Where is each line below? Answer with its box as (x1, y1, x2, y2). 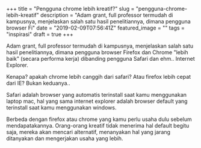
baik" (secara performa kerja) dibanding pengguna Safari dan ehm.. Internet (6, 55, 196, 62)
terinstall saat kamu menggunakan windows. (6, 104, 117, 111)
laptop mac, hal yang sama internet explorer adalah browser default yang (6, 97, 188, 105)
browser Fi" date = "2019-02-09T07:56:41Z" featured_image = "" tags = (6, 24, 185, 31)
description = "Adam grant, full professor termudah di (40, 11, 173, 19)
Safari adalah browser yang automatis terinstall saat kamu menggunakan (6, 91, 187, 98)
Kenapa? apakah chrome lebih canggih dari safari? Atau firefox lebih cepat (6, 73, 191, 80)
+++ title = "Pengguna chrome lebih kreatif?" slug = (6, 5, 135, 12)
